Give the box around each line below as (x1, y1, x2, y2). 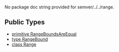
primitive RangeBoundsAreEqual (11, 31, 77, 37)
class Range (11, 41, 37, 47)
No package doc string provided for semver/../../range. (4, 4, 115, 10)
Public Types (4, 18, 45, 26)
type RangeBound (11, 36, 48, 42)
